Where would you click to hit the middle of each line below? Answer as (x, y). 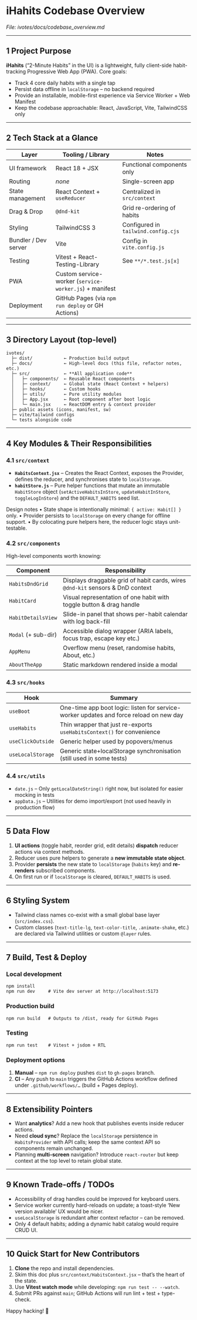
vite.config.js (143, 247)
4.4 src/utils (26, 776)
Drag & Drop (26, 211)
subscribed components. (66, 870)
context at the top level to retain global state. (69, 1160)
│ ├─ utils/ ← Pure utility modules (67, 395)
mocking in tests (34, 794)
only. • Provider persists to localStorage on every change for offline (88, 516)
